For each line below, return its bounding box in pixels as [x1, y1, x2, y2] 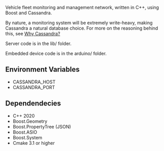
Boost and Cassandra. [5, 10, 52, 16]
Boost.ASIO [12, 129, 37, 135]
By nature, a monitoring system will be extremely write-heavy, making [5, 20, 153, 26]
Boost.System [12, 134, 43, 140]
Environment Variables [5, 65, 80, 74]
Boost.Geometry [12, 118, 48, 124]
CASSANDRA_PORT [12, 84, 55, 90]
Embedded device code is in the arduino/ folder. [5, 51, 107, 56]
